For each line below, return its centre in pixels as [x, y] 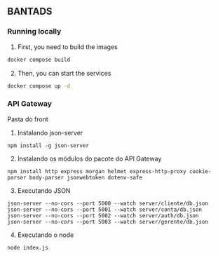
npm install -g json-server [48, 145]
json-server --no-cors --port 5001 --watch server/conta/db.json [104, 210]
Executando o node [46, 235]
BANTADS [30, 12]
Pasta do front [28, 119]
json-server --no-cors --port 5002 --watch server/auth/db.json [103, 216]
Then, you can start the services [64, 73]
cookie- [200, 171]
